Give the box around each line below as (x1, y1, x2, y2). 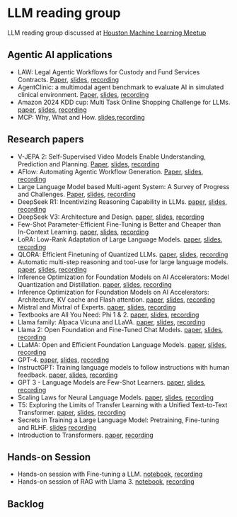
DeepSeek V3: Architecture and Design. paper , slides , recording (17, 212, 204, 221)
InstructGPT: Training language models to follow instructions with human (17, 363, 230, 371)
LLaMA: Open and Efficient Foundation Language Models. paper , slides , (17, 340, 227, 348)
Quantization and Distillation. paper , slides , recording (17, 280, 172, 288)
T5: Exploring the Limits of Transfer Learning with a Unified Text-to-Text (17, 400, 228, 409)
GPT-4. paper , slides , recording (17, 356, 110, 364)
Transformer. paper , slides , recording (17, 408, 126, 416)
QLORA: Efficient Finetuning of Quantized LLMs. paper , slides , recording (17, 250, 229, 258)
